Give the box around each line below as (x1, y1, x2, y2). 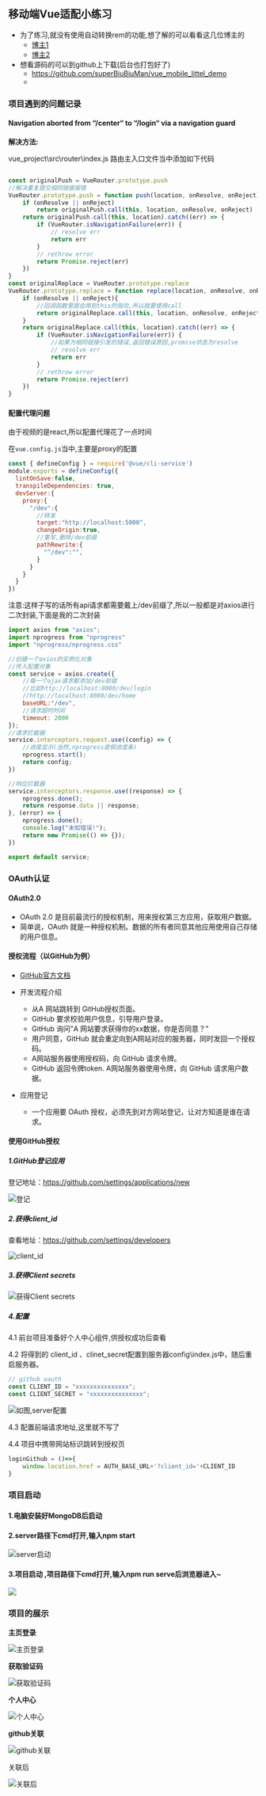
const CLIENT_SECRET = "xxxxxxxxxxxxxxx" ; (8, 1391, 150, 1398)
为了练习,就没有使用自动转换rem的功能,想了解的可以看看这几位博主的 (19, 30, 245, 40)
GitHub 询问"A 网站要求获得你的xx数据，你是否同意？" (31, 1024, 210, 1033)
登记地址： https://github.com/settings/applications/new (8, 1178, 190, 1187)
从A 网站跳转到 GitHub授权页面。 (31, 1004, 140, 1014)
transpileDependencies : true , (15, 482, 115, 490)
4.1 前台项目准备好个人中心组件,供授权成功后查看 (8, 1333, 167, 1342)
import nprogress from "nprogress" (8, 634, 126, 641)
